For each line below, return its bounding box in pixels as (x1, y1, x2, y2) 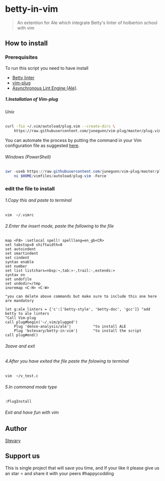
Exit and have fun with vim (5, 409, 59, 415)
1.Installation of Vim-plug (5, 96, 58, 102)
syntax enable (5, 259, 34, 265)
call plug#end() (5, 333, 38, 338)
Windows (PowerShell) (5, 154, 51, 160)
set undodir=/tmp (5, 281, 41, 286)
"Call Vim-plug (5, 315, 36, 320)
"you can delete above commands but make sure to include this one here (5, 294, 157, 299)
